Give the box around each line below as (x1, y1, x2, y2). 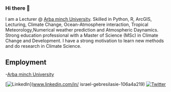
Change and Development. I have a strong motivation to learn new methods (5, 38, 164, 44)
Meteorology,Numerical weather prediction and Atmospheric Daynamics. (5, 27, 159, 33)
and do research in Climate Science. (5, 43, 82, 49)
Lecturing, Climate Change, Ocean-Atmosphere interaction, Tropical (5, 21, 149, 27)
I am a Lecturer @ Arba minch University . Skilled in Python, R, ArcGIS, (5, 16, 152, 22)
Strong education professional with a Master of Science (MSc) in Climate (5, 33, 159, 39)
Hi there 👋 (5, 5, 31, 12)
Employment (5, 58, 47, 67)
